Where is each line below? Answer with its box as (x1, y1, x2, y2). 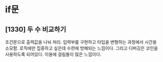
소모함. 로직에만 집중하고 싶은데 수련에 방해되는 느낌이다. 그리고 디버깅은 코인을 (5, 45, 158, 51)
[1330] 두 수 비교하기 (5, 25, 66, 33)
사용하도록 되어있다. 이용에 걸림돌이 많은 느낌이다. (5, 52, 102, 57)
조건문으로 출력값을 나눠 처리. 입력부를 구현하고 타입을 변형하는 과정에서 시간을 (5, 39, 157, 45)
